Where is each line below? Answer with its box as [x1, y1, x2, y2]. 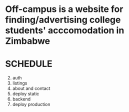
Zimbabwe [5, 35, 50, 47]
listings [12, 80, 27, 86]
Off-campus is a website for [5, 3, 123, 15]
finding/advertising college [5, 14, 121, 25]
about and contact [12, 85, 50, 91]
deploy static [12, 91, 39, 97]
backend [12, 96, 31, 102]
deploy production [12, 101, 50, 107]
